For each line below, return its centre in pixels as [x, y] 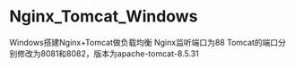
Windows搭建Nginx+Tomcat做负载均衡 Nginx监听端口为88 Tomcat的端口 [144, 42]
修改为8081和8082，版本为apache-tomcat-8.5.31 [108, 53]
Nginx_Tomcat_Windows [104, 17]
